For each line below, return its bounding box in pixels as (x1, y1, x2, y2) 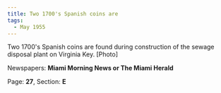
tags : (7, 17, 23, 24)
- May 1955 (13, 23, 46, 30)
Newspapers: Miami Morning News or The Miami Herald (7, 64, 174, 73)
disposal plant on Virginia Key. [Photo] (7, 50, 119, 58)
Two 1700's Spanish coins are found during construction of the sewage (7, 43, 215, 51)
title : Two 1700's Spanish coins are (7, 10, 119, 18)
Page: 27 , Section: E (7, 77, 66, 86)
